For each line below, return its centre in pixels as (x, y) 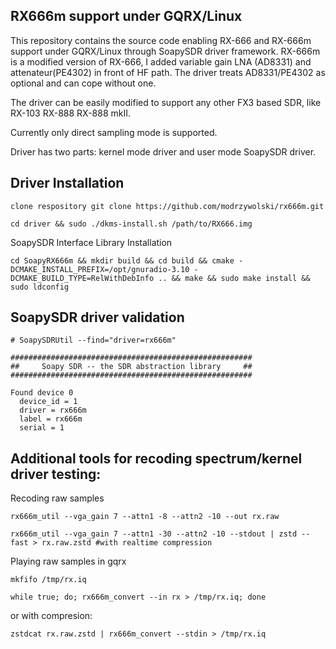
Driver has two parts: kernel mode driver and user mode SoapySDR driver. (163, 151)
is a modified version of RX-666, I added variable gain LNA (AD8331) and (161, 61)
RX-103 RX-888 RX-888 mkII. (71, 113)
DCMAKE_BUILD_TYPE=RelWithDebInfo (82, 278)
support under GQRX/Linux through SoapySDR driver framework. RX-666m (165, 51)
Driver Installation (67, 183)
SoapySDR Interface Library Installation (91, 242)
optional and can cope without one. (83, 83)
